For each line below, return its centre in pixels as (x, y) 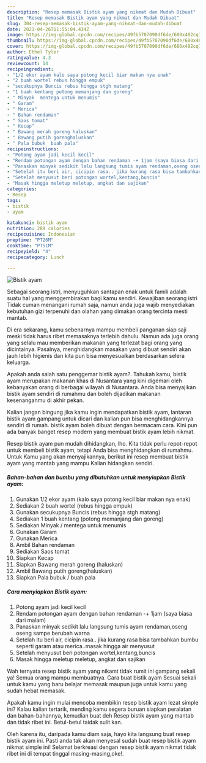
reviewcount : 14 (28, 63)
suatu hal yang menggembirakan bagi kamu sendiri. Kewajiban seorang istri (102, 298)
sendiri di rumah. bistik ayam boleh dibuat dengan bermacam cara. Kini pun (102, 425)
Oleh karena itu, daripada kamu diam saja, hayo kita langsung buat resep (98, 734)
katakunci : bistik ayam (37, 223)
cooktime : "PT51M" (30, 246)
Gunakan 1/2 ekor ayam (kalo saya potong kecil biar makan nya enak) (103, 499)
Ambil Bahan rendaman (45, 545)
